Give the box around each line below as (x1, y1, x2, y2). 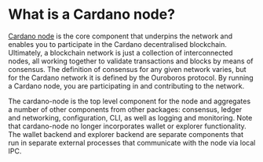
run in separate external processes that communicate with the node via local (8, 138, 256, 147)
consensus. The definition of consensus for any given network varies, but (8, 64, 247, 74)
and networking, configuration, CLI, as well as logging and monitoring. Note (8, 113, 253, 122)
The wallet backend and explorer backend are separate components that (8, 129, 244, 139)
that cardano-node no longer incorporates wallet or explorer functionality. (8, 121, 247, 131)
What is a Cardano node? (8, 5, 175, 23)
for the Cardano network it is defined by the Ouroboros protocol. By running (8, 73, 254, 82)
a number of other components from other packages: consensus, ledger (8, 104, 243, 114)
